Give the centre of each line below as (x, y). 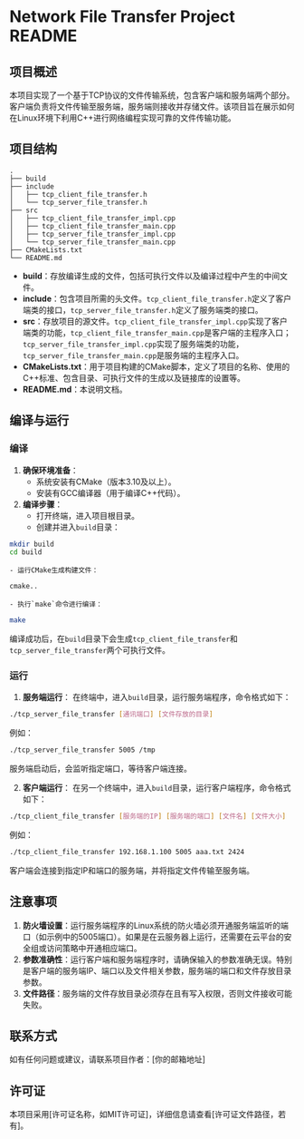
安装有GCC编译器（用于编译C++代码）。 (110, 492)
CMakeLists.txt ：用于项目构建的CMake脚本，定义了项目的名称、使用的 (156, 366)
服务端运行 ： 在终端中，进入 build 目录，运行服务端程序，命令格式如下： (157, 697)
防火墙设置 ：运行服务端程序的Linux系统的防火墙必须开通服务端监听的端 (156, 925)
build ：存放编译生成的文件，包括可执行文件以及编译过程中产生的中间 (151, 276)
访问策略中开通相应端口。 (94, 948)
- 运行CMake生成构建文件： (54, 570)
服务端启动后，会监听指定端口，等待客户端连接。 (100, 769)
